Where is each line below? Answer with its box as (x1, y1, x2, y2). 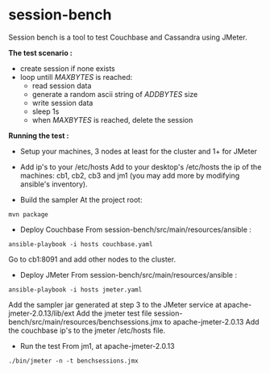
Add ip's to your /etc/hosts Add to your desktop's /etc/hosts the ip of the (19, 161, 262, 171)
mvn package (8, 210, 48, 219)
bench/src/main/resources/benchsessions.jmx (8, 316, 163, 326)
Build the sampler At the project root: (19, 195, 143, 204)
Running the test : (8, 131, 69, 140)
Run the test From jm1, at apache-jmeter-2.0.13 (19, 341, 175, 350)
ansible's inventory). (19, 179, 88, 189)
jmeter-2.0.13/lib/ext (8, 308, 75, 318)
